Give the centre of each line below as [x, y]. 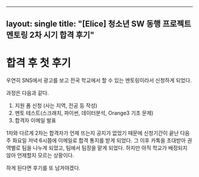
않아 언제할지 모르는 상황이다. [40, 156]
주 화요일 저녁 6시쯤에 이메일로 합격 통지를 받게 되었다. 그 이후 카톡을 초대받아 [96, 141]
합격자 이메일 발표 [35, 121]
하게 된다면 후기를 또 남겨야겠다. [44, 168]
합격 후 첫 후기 [38, 63]
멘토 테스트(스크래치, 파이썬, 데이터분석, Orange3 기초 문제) [84, 113]
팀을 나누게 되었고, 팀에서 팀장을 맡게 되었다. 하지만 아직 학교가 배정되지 [105, 148]
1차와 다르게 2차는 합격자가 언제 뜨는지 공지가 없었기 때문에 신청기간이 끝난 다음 [98, 133]
